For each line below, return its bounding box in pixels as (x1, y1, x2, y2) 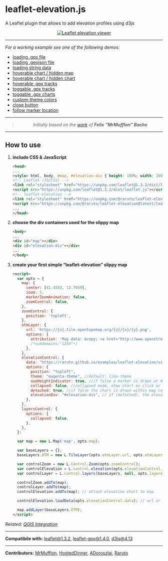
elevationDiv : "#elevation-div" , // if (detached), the (30, 393, 149, 398)
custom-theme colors (12, 96, 57, 102)
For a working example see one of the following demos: (5, 44, 120, 50)
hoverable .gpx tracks (12, 80, 57, 86)
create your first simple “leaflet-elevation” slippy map (12, 262, 127, 268)
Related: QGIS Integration (5, 521, 58, 527)
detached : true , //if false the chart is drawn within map (30, 388, 156, 393)
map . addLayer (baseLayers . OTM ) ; (17, 507, 82, 512)
